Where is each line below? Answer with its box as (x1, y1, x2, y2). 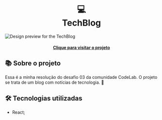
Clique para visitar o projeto (53, 45, 110, 50)
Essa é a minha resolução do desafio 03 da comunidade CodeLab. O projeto (5, 75, 158, 80)
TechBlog (62, 17, 101, 29)
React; (12, 109, 25, 115)
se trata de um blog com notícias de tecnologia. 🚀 (5, 79, 104, 85)
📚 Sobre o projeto (5, 59, 61, 67)
